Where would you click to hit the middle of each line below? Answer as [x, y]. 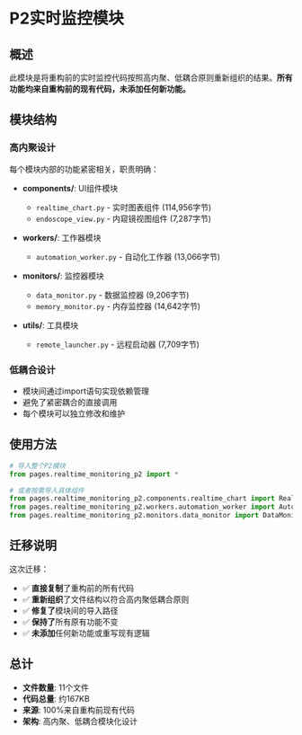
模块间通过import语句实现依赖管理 [86, 391]
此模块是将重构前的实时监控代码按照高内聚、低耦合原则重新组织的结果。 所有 [151, 78]
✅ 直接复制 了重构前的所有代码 [78, 588]
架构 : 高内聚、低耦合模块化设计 [80, 721]
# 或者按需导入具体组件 [47, 491]
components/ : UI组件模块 [70, 188]
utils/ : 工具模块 [50, 325]
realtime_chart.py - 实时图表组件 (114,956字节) [124, 207]
